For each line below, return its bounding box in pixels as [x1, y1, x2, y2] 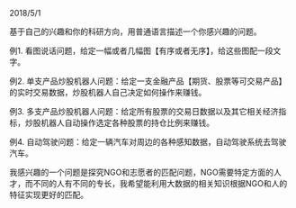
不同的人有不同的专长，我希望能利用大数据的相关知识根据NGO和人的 [32, 178, 288, 188]
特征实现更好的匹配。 [9, 189, 88, 200]
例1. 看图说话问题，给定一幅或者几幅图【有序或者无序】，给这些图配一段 [9, 45, 274, 56]
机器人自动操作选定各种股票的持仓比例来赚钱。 [40, 117, 214, 128]
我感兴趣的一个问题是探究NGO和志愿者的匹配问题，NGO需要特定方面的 [9, 167, 274, 177]
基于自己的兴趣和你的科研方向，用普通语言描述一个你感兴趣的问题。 [9, 26, 262, 37]
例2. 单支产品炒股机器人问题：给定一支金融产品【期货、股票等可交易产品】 [9, 76, 287, 86]
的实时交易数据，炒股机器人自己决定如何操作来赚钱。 [9, 87, 207, 97]
